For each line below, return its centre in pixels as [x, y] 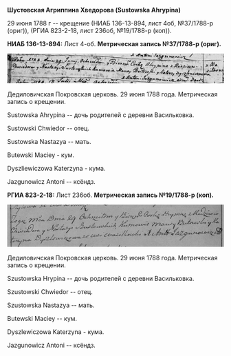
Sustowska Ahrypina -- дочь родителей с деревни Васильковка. [101, 115]
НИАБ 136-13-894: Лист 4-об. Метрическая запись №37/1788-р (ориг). [114, 44]
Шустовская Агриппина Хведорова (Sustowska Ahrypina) [94, 10]
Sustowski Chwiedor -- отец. [48, 128]
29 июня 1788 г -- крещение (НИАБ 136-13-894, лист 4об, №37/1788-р [110, 23]
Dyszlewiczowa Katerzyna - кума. [56, 332]
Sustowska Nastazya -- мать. [49, 141]
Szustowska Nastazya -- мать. [51, 305]
